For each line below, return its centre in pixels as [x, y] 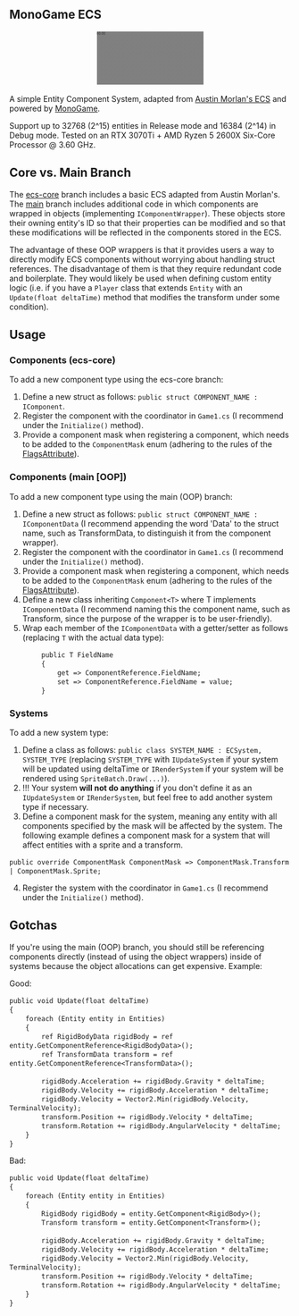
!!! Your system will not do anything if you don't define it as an [137, 788]
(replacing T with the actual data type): [93, 637]
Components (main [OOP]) [68, 477]
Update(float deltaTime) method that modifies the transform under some [145, 297]
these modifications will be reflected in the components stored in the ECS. [145, 232]
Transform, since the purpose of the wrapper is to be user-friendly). [147, 618]
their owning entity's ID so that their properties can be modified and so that [147, 223]
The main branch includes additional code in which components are [134, 204]
